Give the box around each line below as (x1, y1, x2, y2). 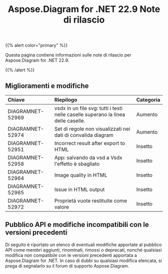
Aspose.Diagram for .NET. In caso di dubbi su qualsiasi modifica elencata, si (5, 257, 162, 263)
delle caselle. (54, 117, 85, 124)
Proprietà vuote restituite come (54, 197, 127, 204)
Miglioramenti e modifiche (5, 81, 89, 90)
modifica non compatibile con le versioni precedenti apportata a (5, 252, 137, 258)
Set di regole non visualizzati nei (54, 125, 130, 132)
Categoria (136, 96, 160, 103)
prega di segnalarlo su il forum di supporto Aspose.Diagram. (5, 262, 129, 268)
